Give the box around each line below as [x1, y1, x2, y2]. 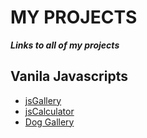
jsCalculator [24, 105, 75, 117]
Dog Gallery [24, 116, 75, 128]
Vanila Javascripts [10, 68, 128, 85]
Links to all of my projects [10, 39, 120, 51]
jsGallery [24, 94, 62, 106]
